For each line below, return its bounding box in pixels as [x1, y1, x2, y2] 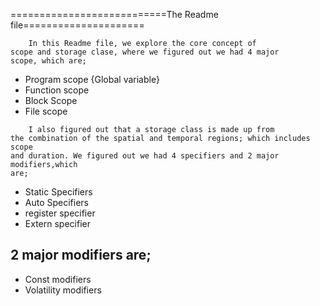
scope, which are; [10, 56, 87, 66]
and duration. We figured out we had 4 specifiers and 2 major [10, 151, 280, 161]
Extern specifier [24, 218, 91, 229]
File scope [24, 105, 68, 117]
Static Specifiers [24, 186, 93, 198]
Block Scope [24, 95, 78, 106]
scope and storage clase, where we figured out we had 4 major [10, 47, 280, 57]
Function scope [24, 84, 90, 96]
